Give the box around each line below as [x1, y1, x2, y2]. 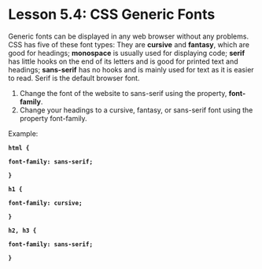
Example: [8, 128, 39, 138]
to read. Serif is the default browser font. [8, 73, 140, 83]
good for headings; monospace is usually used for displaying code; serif [8, 48, 245, 57]
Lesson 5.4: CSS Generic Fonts [8, 6, 216, 24]
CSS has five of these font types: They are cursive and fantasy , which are [8, 39, 250, 49]
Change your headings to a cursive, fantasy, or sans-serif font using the [19, 105, 253, 115]
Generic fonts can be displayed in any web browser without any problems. [8, 31, 249, 41]
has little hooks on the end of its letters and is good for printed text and [8, 57, 238, 66]
